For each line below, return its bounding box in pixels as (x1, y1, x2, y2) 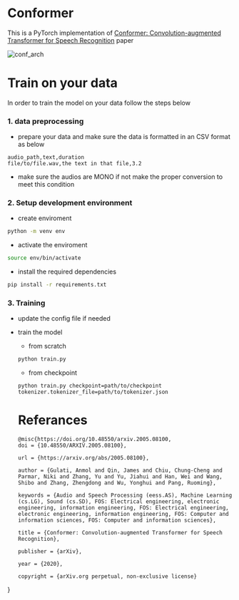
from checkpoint (28, 368, 77, 377)
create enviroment (17, 214, 72, 222)
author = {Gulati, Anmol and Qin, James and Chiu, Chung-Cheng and (17, 467, 223, 475)
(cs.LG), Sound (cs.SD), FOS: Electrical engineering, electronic (17, 498, 220, 505)
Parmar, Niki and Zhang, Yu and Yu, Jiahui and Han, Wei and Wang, (17, 473, 223, 480)
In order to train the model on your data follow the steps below (7, 98, 191, 107)
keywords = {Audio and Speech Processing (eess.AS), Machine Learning (17, 492, 233, 500)
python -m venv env (7, 228, 66, 235)
